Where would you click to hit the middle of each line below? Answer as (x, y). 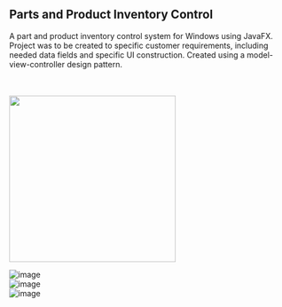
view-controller (37, 64)
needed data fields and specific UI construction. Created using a (127, 55)
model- (260, 55)
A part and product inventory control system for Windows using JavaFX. (141, 35)
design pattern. (94, 64)
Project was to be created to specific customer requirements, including (139, 45)
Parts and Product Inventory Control (111, 15)
